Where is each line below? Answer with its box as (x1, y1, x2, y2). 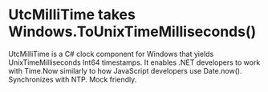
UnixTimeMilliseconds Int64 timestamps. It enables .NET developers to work (8, 58, 261, 67)
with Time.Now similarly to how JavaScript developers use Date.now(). (8, 66, 242, 75)
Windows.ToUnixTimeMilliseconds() (8, 22, 257, 41)
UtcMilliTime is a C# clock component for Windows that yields (8, 49, 214, 58)
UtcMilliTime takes (8, 6, 136, 24)
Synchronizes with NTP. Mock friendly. (8, 74, 137, 84)
